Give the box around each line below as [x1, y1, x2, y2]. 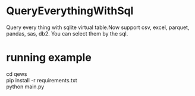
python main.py [6, 83, 45, 90]
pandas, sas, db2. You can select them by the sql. [6, 30, 128, 37]
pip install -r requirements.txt [6, 76, 77, 84]
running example [6, 51, 92, 65]
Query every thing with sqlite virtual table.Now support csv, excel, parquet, [6, 24, 190, 31]
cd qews [6, 70, 27, 78]
